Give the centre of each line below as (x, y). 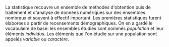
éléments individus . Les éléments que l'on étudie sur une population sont (81, 34)
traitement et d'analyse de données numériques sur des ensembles (75, 12)
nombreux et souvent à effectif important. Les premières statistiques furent (83, 18)
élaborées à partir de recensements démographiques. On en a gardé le (79, 23)
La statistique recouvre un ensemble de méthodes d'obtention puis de (78, 7)
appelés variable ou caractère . (37, 39)
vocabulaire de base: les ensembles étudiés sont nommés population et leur (84, 28)
